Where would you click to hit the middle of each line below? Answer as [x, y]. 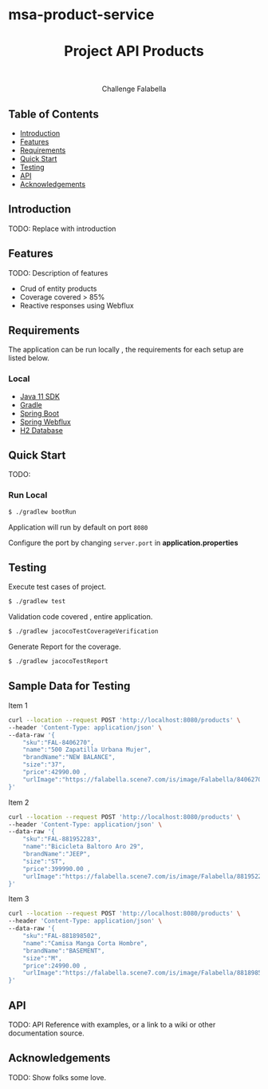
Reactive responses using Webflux [77, 305]
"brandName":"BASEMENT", [64, 951]
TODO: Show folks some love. [57, 1077]
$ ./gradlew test [37, 602]
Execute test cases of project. [57, 587]
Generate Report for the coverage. [65, 647]
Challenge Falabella [134, 89]
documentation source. [47, 1033]
